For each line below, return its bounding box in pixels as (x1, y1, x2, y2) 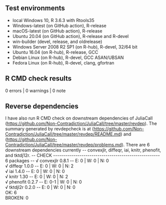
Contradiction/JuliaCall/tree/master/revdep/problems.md (5, 142, 122, 148)
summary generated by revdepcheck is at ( (5, 126, 94, 132)
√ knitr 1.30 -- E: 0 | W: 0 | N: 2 (5, 173, 68, 179)
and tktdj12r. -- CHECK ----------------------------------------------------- (5, 152, 160, 158)
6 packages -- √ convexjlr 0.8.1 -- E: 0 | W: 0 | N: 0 (5, 157, 109, 164)
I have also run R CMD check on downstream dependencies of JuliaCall (5, 115, 153, 121)
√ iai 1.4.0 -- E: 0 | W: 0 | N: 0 (5, 168, 65, 174)
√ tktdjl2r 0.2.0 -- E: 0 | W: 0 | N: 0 (5, 184, 76, 190)
